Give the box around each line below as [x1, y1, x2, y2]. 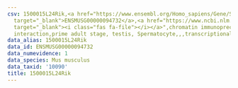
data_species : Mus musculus [7, 57, 91, 64]
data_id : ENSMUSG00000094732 [7, 43, 93, 50]
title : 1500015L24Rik [7, 70, 72, 77]
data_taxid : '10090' [7, 63, 69, 70]
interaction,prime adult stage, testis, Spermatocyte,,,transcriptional [13, 30, 233, 38]
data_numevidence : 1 [7, 50, 69, 57]
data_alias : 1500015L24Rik [7, 37, 87, 44]
